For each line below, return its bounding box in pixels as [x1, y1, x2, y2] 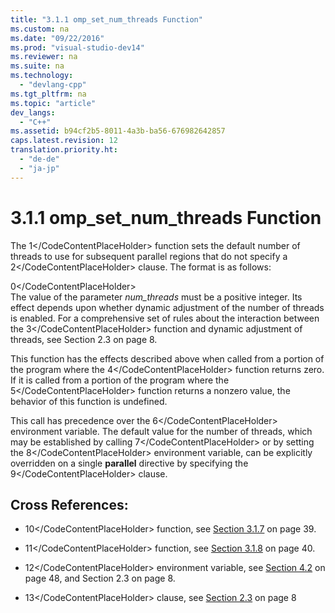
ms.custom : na [10, 24, 70, 34]
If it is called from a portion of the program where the [10, 374, 230, 386]
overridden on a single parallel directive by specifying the [10, 457, 249, 469]
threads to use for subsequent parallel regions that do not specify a [10, 250, 288, 262]
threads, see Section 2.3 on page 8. [10, 333, 158, 345]
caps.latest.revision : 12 [10, 136, 118, 146]
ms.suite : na [10, 61, 65, 71]
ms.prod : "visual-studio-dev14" [10, 42, 145, 53]
